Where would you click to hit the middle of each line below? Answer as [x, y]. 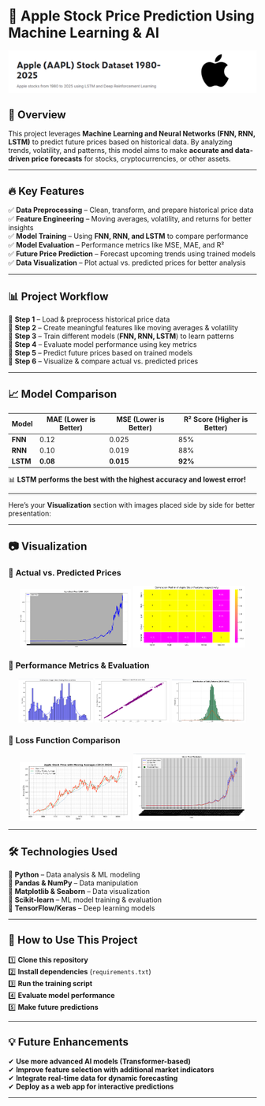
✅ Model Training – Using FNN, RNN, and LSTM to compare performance [128, 236]
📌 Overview [37, 115]
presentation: [30, 513]
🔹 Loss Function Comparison [64, 740]
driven [19, 159]
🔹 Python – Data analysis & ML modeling [74, 875]
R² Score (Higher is [216, 419]
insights [21, 228]
